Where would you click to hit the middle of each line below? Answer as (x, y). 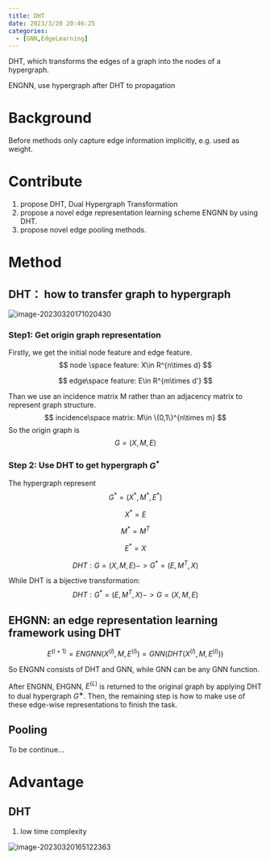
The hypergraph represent (52, 483)
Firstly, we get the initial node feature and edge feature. (100, 353)
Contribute (46, 182)
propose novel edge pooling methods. (83, 230)
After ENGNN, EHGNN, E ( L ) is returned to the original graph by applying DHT (135, 686)
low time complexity (53, 831)
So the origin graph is (44, 430)
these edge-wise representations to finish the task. (93, 704)
